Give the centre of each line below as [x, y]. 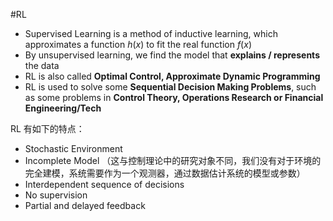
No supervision [56, 195]
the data [42, 65]
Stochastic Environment [73, 148]
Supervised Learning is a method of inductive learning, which [151, 33]
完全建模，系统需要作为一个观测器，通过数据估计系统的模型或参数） [165, 173]
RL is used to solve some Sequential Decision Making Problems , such [170, 87]
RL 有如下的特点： [47, 128]
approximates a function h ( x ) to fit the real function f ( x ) [138, 44]
